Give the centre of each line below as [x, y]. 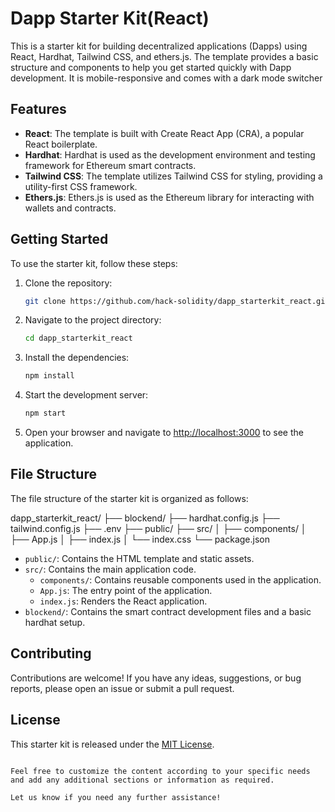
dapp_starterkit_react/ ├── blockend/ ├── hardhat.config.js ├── [145, 518]
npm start [45, 413]
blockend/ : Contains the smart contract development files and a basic [168, 611]
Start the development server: [86, 395]
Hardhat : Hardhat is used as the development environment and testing [170, 154]
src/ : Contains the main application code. [110, 569]
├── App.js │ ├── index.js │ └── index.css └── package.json [140, 539]
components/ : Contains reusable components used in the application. [180, 579]
